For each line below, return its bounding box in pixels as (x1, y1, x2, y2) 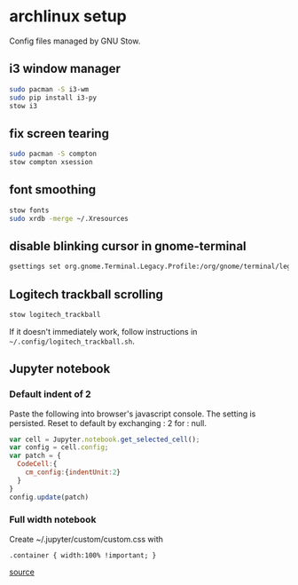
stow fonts (9, 206, 50, 215)
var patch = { (9, 451, 62, 461)
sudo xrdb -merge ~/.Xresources (9, 214, 129, 223)
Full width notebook (9, 513, 97, 526)
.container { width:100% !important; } (9, 550, 157, 560)
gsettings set (9, 262, 62, 272)
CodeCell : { (17, 460, 58, 469)
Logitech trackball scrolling (9, 287, 164, 302)
